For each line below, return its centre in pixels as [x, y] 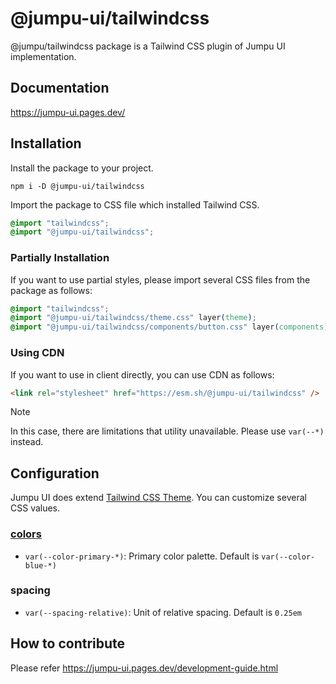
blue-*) [40, 565]
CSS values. [35, 508]
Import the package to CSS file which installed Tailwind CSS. [135, 204]
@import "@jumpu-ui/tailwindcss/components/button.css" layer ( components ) [169, 327]
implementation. [43, 56]
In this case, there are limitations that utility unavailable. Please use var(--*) [167, 431]
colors [26, 534]
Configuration [55, 473]
